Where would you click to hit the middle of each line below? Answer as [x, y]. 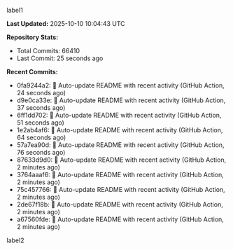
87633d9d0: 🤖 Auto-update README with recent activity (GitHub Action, [121, 160]
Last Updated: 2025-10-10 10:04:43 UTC [66, 23]
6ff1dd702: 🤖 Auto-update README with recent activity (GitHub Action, [119, 115]
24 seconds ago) [41, 93]
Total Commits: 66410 [48, 51]
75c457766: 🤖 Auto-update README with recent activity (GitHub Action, [121, 189]
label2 [15, 240]
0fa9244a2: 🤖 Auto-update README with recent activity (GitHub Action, [120, 85]
